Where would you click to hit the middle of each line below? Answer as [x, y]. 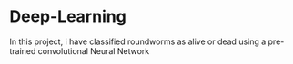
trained [23, 50]
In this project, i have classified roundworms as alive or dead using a [138, 41]
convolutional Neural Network [94, 50]
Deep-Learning [68, 17]
